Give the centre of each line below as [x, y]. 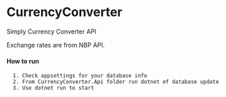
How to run [23, 61]
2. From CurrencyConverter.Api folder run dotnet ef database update [116, 82]
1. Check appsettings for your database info [80, 76]
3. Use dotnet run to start [54, 88]
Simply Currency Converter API [52, 31]
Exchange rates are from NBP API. [56, 45]
